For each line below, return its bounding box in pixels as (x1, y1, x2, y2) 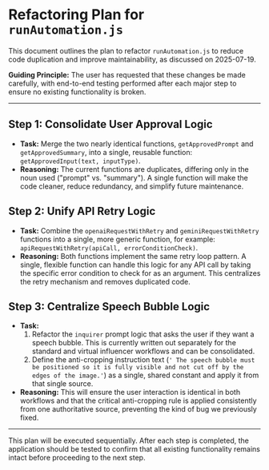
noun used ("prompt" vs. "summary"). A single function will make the (19, 173, 248, 182)
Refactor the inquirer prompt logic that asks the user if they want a (31, 329, 255, 339)
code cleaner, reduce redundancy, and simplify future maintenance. (19, 181, 244, 191)
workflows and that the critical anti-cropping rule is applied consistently (19, 396, 258, 405)
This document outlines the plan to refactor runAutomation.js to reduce (8, 46, 244, 55)
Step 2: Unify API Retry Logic (8, 205, 156, 218)
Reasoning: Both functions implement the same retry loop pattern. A (19, 251, 247, 261)
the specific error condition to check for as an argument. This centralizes (19, 268, 261, 277)
